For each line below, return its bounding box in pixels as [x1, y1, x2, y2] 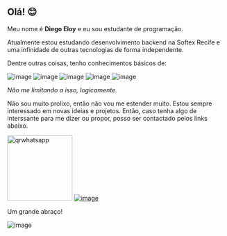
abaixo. [7, 121, 28, 130]
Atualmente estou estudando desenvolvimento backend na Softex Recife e [7, 38, 221, 47]
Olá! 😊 [7, 6, 37, 18]
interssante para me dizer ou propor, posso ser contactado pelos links [7, 114, 208, 122]
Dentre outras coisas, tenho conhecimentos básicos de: [7, 59, 167, 67]
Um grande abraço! [7, 207, 63, 215]
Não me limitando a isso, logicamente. [7, 85, 118, 94]
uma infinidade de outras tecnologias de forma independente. [7, 45, 184, 53]
